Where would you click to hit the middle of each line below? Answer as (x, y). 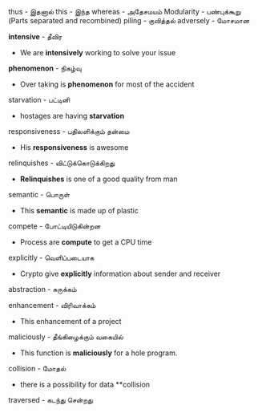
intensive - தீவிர (35, 36)
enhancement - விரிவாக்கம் (52, 305)
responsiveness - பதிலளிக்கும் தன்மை (69, 131)
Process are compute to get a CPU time (86, 242)
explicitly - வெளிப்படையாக (51, 257)
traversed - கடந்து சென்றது (51, 400)
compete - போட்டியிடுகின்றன (54, 226)
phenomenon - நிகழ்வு (45, 68)
